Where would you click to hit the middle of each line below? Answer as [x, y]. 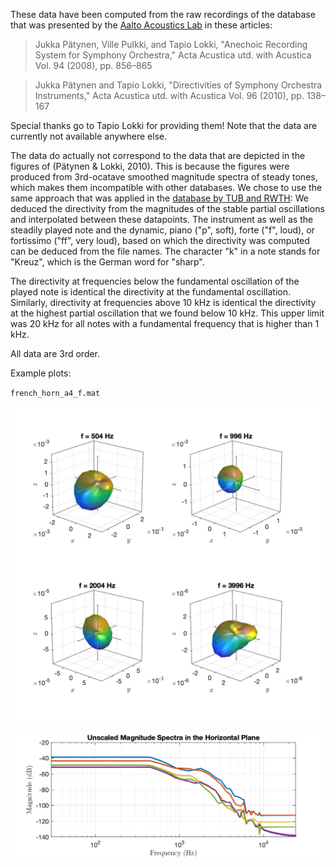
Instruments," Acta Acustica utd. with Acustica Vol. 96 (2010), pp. [169, 95]
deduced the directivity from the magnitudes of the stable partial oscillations [167, 208]
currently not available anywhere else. [89, 136]
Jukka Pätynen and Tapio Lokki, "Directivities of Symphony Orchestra [178, 85]
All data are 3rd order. [55, 353]
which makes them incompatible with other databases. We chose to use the [166, 187]
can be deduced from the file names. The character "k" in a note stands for [165, 251]
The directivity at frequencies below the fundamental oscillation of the [155, 281]
